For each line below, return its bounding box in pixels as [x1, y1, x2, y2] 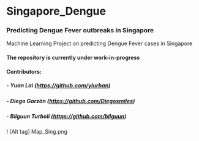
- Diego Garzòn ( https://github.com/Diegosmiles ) [6, 97, 135, 104]
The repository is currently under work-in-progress [6, 54, 140, 62]
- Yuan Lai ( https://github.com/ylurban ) [6, 82, 111, 89]
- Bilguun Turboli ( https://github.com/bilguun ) [6, 113, 127, 120]
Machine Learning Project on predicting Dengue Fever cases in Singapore [6, 40, 193, 47]
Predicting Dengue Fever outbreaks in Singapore [6, 26, 154, 35]
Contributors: [6, 68, 42, 75]
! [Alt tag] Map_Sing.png [6, 128, 68, 136]
